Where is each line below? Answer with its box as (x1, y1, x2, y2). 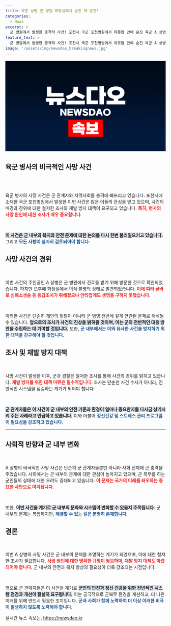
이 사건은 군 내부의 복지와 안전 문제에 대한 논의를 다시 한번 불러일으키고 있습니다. (5, 232, 163, 238)
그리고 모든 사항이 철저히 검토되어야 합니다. (5, 239, 91, 245)
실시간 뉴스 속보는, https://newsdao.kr (5, 615, 83, 621)
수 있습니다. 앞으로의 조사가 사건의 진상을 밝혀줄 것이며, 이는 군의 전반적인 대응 (5, 319, 159, 325)
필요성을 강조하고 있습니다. (10, 419, 64, 425)
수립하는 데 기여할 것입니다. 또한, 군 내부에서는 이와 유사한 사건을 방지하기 (14, 325, 160, 332)
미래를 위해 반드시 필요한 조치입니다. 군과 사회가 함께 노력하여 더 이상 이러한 (5, 597, 155, 604)
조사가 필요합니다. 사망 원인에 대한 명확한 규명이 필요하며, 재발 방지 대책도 (10, 558, 156, 564)
